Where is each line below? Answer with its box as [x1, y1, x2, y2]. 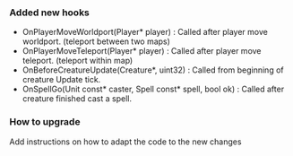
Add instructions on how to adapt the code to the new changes [9, 136, 242, 147]
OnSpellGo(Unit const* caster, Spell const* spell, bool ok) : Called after [22, 83, 285, 95]
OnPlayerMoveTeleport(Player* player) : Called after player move [22, 46, 262, 56]
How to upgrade [9, 116, 81, 128]
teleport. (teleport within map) [22, 56, 134, 66]
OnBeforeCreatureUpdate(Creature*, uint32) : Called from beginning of [22, 65, 284, 75]
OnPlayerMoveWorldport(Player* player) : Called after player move [22, 27, 269, 38]
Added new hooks [9, 6, 90, 19]
